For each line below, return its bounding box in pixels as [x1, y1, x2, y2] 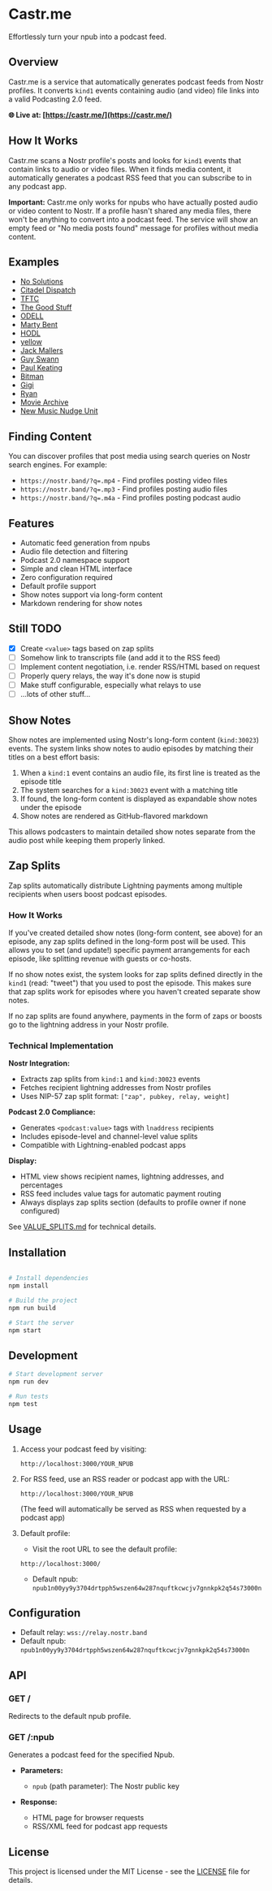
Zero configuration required [19, 573, 114, 582]
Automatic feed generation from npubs [19, 538, 150, 547]
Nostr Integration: [8, 1058, 71, 1068]
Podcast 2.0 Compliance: [8, 1107, 96, 1117]
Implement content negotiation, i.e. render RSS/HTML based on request [19, 661, 261, 671]
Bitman [19, 371, 45, 382]
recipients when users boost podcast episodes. [8, 889, 168, 898]
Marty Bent [19, 320, 58, 330]
